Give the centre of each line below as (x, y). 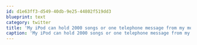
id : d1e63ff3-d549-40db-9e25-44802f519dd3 (59, 11)
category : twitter (28, 22)
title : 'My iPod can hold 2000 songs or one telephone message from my (95, 28)
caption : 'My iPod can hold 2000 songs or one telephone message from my (98, 33)
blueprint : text (26, 17)
